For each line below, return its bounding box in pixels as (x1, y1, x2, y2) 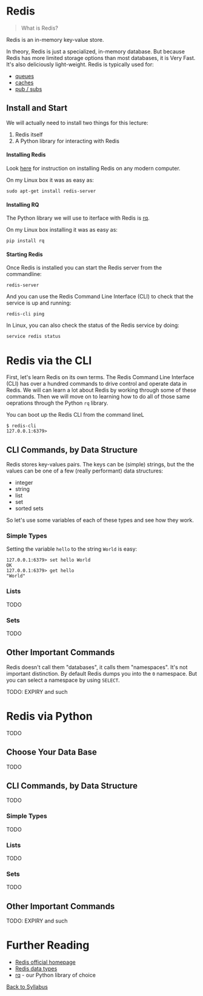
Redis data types (15, 965, 58, 972)
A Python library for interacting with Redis (15, 137, 120, 144)
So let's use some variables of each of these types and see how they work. (6, 517, 194, 524)
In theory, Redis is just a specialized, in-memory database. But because (6, 47, 185, 55)
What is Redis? (21, 24, 59, 32)
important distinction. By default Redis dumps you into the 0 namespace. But (6, 670, 198, 677)
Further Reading (6, 938, 90, 952)
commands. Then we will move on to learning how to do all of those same (6, 393, 190, 400)
